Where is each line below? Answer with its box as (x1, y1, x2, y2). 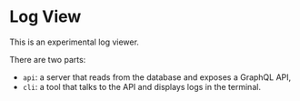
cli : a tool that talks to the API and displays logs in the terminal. (22, 81, 262, 92)
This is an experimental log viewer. (9, 36, 139, 47)
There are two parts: (9, 54, 86, 65)
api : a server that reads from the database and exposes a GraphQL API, (22, 71, 292, 83)
